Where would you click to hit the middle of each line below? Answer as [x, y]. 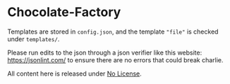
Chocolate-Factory [64, 12]
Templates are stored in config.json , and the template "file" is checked [113, 31]
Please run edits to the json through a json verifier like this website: [105, 52]
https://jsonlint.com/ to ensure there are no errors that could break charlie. [115, 59]
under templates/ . [34, 38]
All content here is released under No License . [75, 73]
